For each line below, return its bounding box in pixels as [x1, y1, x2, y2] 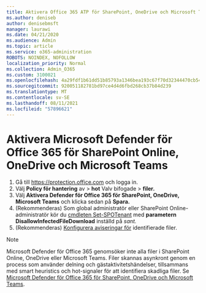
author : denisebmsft [6, 20, 59, 26]
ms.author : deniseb [6, 15, 56, 21]
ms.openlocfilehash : [6, 77, 59, 83]
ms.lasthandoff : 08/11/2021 [6, 100, 78, 106]
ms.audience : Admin [6, 37, 56, 44]
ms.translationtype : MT [6, 89, 67, 95]
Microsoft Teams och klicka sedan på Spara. [15, 198, 130, 205]
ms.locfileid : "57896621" [6, 105, 72, 112]
